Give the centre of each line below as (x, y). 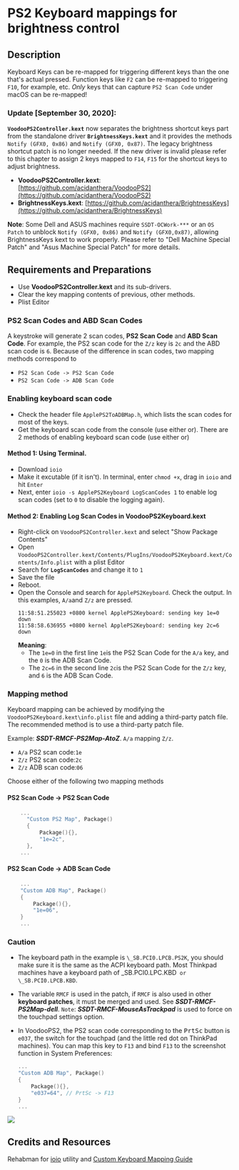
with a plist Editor (99, 563)
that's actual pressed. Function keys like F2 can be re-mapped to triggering (118, 79)
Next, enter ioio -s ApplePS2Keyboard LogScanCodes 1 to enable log (117, 492)
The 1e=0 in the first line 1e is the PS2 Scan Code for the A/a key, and (128, 653)
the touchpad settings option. (61, 1017)
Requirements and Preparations (80, 269)
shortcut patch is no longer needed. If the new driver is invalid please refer (117, 151)
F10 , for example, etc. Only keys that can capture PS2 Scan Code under (110, 87)
